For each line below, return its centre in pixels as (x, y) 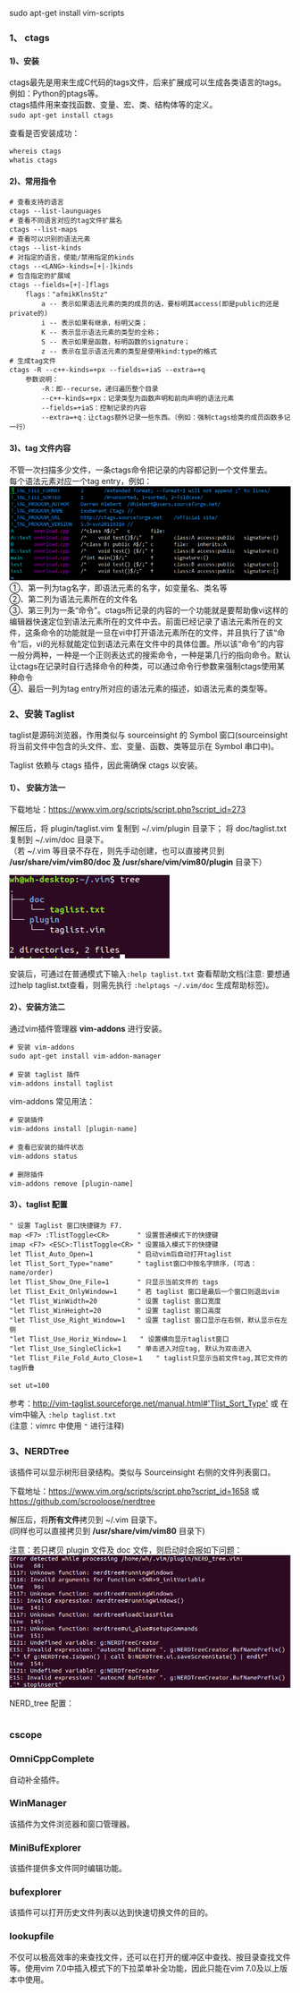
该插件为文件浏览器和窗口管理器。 (72, 1824)
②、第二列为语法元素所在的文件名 (74, 600)
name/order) (31, 1273)
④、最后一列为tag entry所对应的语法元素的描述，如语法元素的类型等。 (141, 689)
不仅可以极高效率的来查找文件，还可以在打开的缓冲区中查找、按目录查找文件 (150, 1957)
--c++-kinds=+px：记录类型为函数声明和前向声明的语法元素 (138, 399)
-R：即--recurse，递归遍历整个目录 (100, 389)
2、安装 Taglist (42, 713)
